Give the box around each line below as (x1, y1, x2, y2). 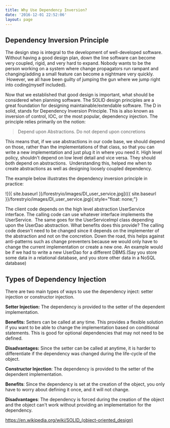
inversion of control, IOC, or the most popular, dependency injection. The (5, 113, 158, 120)
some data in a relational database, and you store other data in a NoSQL (5, 255, 156, 261)
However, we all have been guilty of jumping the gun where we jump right (6, 76, 161, 83)
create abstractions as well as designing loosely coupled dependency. (5, 166, 152, 172)
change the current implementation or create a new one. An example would (5, 244, 163, 250)
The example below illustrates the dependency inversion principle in (5, 175, 148, 181)
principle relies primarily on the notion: (5, 119, 86, 125)
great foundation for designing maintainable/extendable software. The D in (5, 102, 161, 109)
